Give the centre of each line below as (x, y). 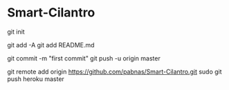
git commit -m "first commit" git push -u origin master (84, 58)
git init (16, 32)
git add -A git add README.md (51, 45)
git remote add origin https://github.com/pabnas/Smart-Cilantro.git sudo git (115, 71)
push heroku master (36, 79)
